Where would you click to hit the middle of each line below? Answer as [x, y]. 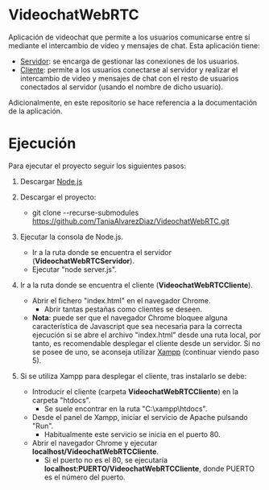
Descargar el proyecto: [58, 197]
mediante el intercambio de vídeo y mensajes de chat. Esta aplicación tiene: [134, 45]
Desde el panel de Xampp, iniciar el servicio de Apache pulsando [140, 417]
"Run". [43, 426]
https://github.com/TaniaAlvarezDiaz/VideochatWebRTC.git [130, 221]
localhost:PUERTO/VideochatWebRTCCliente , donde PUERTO [149, 468]
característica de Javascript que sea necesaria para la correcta [137, 326]
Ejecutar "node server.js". [74, 269]
